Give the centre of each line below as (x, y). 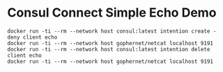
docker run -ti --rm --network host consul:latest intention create (109, 31)
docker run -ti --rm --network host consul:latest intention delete (109, 49)
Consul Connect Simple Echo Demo (112, 13)
